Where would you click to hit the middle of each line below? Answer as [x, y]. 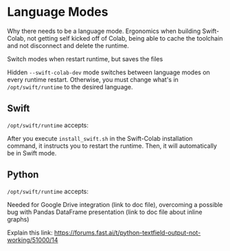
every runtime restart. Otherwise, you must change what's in [93, 79]
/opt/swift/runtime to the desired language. [70, 87]
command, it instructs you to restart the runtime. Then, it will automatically [112, 146]
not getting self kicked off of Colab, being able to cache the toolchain [125, 38]
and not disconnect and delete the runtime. [68, 45]
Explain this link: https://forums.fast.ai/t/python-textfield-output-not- [104, 232]
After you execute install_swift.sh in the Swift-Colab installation [100, 138]
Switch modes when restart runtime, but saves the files [85, 58]
